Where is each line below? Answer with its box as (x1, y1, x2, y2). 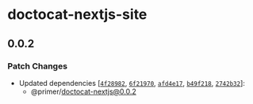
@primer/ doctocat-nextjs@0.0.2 (30, 87, 136, 96)
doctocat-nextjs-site (7, 6, 148, 24)
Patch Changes (7, 61, 68, 72)
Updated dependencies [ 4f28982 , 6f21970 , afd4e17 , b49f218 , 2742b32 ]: (18, 78, 245, 87)
